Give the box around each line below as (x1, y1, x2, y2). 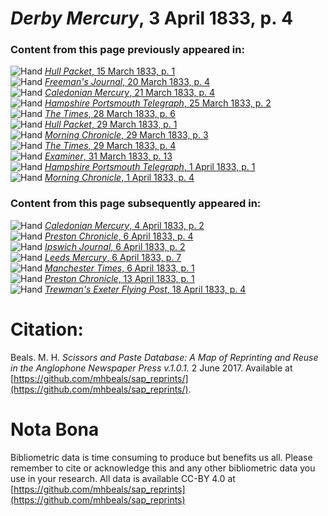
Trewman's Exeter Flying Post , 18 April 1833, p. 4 (44, 283, 247, 295)
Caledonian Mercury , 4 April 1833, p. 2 (44, 219, 205, 231)
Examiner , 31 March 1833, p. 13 (44, 150, 173, 162)
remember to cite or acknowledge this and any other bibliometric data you (10, 462, 316, 474)
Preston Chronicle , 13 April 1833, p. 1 (44, 272, 195, 284)
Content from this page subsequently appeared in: (10, 197, 262, 211)
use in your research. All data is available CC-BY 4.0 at (10, 472, 236, 484)
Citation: (10, 318, 84, 341)
